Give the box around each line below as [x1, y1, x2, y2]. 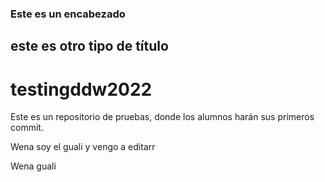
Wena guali [10, 160, 57, 172]
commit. [10, 122, 44, 134]
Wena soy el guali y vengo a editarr [10, 141, 156, 153]
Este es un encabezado [10, 7, 126, 21]
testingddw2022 [10, 78, 153, 101]
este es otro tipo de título [10, 38, 169, 55]
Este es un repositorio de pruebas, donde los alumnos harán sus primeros [10, 111, 315, 123]
